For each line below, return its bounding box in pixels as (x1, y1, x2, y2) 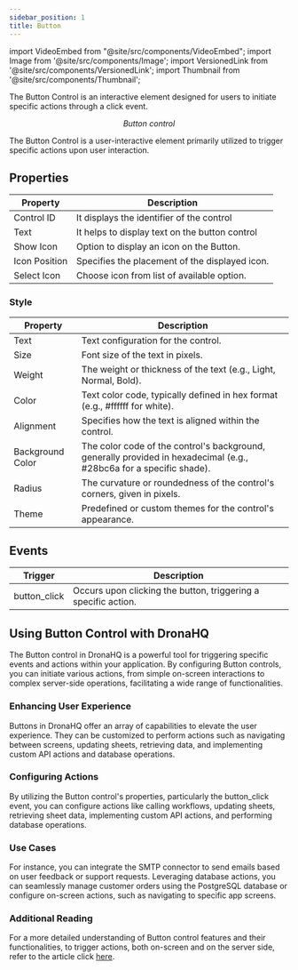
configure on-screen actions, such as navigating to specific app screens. (9, 890, 277, 901)
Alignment (13, 420, 57, 432)
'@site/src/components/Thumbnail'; (9, 74, 141, 84)
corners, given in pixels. (81, 487, 181, 500)
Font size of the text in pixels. (81, 349, 203, 361)
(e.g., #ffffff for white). (81, 399, 175, 412)
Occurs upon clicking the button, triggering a (72, 584, 260, 597)
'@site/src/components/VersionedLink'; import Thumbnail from (9, 64, 240, 76)
